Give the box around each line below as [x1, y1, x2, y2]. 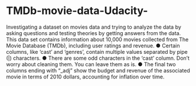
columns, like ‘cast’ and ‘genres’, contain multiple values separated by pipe [6, 48, 188, 55]
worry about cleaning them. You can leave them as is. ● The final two [6, 60, 176, 68]
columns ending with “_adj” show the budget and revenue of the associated [6, 67, 190, 74]
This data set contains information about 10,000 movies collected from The [6, 36, 189, 43]
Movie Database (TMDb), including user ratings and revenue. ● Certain [6, 42, 180, 49]
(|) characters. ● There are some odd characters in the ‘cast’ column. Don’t [6, 54, 190, 61]
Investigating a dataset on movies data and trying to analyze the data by [6, 23, 182, 30]
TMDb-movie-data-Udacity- [6, 4, 148, 18]
